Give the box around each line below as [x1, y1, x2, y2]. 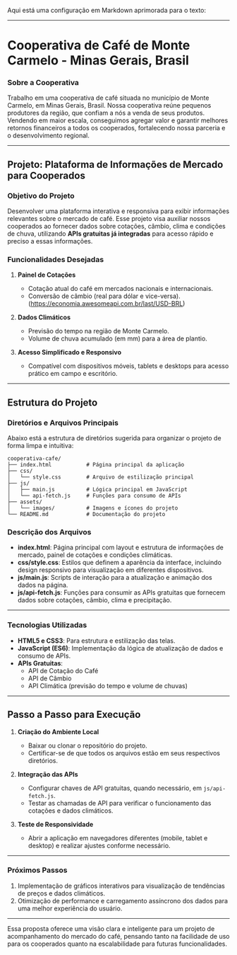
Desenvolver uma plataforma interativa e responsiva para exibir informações [7, 207, 230, 215]
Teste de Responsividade [17, 820, 94, 828]
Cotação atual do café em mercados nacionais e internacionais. [28, 285, 214, 293]
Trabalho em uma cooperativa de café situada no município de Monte [7, 93, 209, 102]
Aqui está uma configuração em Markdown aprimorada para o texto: [7, 6, 207, 14]
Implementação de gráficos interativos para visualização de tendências [17, 881, 226, 890]
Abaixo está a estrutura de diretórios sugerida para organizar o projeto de [7, 434, 221, 442]
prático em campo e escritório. [28, 370, 118, 378]
